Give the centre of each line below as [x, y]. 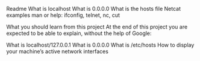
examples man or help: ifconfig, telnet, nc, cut [63, 15]
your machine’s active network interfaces [57, 51]
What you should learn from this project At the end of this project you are [97, 27]
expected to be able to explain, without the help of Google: [79, 33]
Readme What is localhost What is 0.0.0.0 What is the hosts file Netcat [93, 9]
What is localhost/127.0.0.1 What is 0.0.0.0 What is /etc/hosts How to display [100, 45]
